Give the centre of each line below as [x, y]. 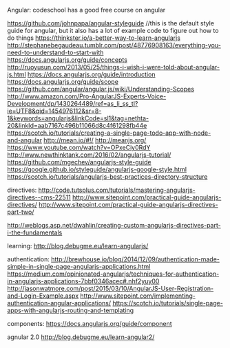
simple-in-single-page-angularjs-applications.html [79, 267]
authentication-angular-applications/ [59, 303]
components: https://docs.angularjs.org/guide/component [90, 324]
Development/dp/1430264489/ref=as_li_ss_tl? [73, 104]
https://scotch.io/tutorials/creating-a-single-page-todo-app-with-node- [109, 133]
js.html [17, 74]
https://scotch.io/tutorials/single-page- [168, 303]
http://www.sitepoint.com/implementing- [138, 296]
